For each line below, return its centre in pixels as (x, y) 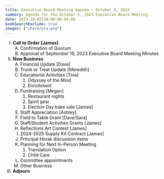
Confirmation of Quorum (45, 48)
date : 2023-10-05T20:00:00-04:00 (40, 19)
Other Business (36, 166)
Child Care (39, 155)
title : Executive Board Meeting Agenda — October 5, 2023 (67, 10)
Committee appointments (46, 160)
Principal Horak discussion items (54, 139)
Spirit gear (38, 102)
